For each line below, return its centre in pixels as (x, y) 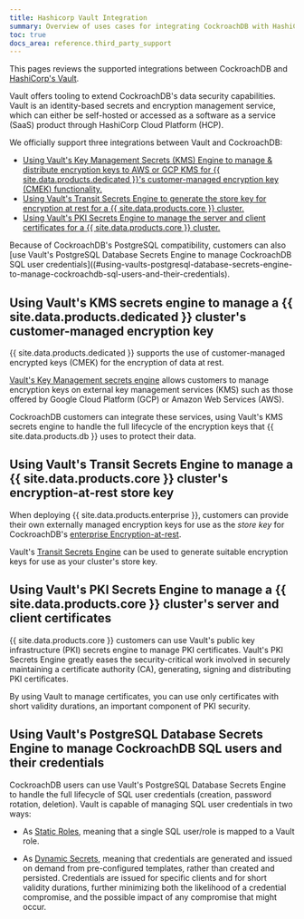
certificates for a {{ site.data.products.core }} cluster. (121, 228)
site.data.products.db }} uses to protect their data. (103, 436)
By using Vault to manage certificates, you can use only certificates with (144, 696)
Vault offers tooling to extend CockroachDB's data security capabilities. (142, 96)
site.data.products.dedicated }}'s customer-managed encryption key (150, 180)
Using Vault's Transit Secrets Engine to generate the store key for (144, 199)
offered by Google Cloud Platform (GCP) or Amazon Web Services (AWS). (147, 399)
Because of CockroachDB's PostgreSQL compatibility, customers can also (148, 245)
